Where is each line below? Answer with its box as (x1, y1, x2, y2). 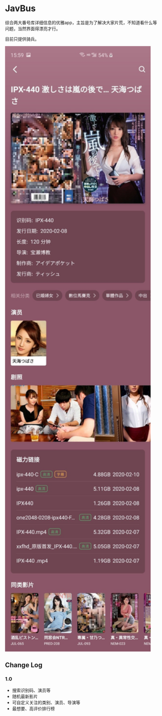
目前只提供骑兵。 (5, 36, 39, 42)
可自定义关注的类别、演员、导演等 (12, 699, 81, 705)
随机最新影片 (12, 693, 38, 699)
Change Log (5, 661, 43, 669)
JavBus (5, 3, 36, 14)
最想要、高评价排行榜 (12, 705, 55, 711)
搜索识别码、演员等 (12, 687, 51, 693)
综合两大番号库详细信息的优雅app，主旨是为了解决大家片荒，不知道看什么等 (5, 19, 158, 25)
